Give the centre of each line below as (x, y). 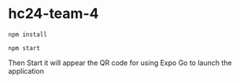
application (26, 70)
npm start (24, 48)
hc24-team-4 (54, 14)
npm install (28, 34)
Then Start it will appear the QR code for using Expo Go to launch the (120, 63)
